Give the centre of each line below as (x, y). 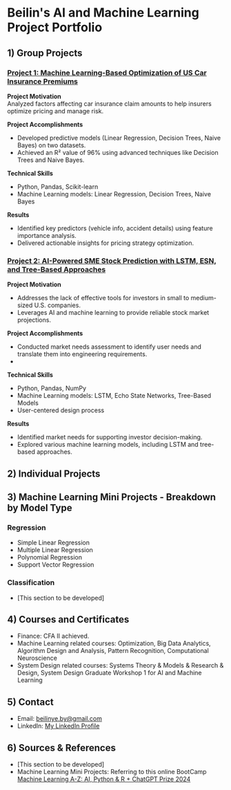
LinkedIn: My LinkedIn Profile (58, 726)
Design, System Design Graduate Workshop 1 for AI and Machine (109, 673)
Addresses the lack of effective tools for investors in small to (103, 298)
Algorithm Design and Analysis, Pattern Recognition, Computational (113, 651)
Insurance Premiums (42, 81)
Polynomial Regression (50, 558)
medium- (204, 298)
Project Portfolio (55, 27)
